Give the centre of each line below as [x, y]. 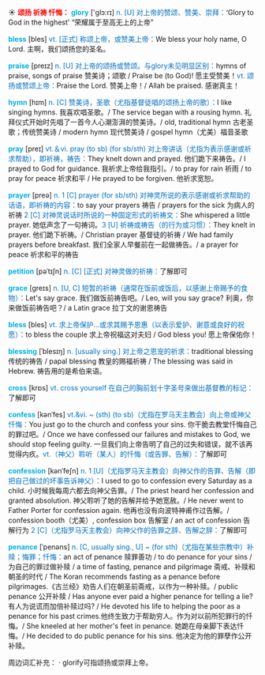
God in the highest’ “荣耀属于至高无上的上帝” [81, 22]
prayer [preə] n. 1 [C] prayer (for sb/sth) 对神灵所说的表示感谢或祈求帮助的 [129, 195]
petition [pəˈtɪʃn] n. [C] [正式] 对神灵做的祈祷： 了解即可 [98, 271]
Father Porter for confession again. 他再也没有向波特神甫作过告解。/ [119, 510]
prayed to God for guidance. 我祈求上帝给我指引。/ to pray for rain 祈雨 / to [130, 168]
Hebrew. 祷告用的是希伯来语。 [57, 371]
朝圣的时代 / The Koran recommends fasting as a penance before [114, 577]
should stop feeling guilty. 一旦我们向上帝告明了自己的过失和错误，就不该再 [131, 444]
